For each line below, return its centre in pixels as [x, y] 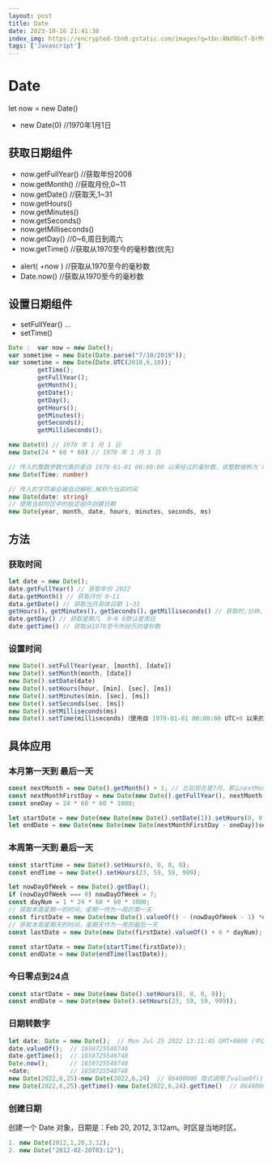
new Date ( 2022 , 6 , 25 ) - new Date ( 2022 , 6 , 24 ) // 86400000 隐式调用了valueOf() [136, 1079]
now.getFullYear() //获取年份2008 [76, 174]
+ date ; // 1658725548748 [68, 1071]
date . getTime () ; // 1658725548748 [68, 1056]
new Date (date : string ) [49, 497]
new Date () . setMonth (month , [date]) [70, 674]
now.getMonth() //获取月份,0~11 [73, 184]
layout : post [30, 16]
